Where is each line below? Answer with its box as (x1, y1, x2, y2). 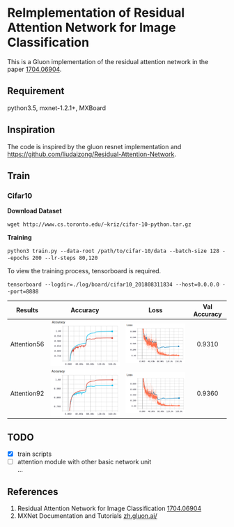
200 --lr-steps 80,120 (32, 254, 98, 262)
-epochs (7, 254, 30, 262)
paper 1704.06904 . (7, 65, 62, 73)
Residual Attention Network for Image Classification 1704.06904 (17, 504, 202, 512)
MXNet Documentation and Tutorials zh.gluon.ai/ (17, 511, 158, 520)
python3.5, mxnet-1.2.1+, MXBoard (7, 103, 107, 112)
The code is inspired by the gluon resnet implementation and (7, 142, 182, 151)
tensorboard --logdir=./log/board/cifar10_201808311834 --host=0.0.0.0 (7, 281, 219, 289)
